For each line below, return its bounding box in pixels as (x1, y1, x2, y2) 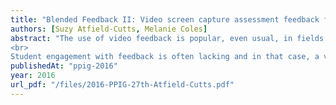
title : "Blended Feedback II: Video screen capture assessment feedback (10, 14, 320, 25)
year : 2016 (10, 71, 56, 81)
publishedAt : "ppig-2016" (10, 61, 118, 71)
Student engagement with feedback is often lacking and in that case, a (10, 52, 320, 62)
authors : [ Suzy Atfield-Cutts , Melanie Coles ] (10, 24, 208, 34)
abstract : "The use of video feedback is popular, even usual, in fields (10, 33, 325, 43)
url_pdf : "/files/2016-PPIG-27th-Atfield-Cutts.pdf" (10, 80, 235, 90)
